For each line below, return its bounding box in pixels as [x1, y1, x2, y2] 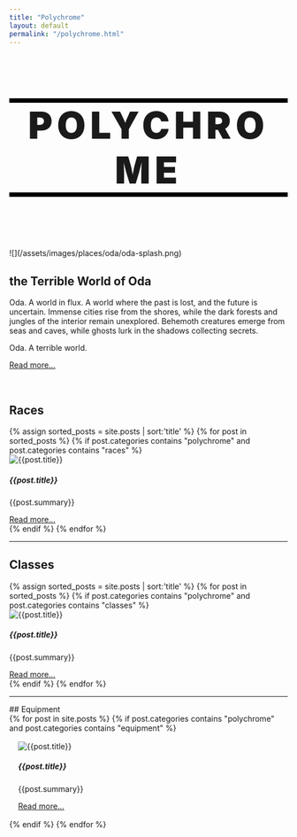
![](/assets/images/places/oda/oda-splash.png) [9, 248, 182, 259]
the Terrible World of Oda [9, 274, 152, 289]
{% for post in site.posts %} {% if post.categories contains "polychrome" [9, 713, 275, 724]
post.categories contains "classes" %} [9, 600, 150, 610]
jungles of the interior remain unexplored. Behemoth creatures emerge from [9, 316, 286, 327]
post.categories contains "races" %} [9, 445, 143, 456]
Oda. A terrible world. [9, 343, 88, 353]
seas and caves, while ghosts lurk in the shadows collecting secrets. [9, 325, 259, 337]
